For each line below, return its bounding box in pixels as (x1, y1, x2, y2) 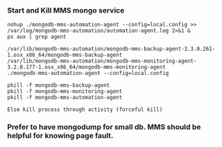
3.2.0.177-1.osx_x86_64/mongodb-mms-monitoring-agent (7, 64, 166, 71)
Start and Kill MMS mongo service (7, 6, 125, 15)
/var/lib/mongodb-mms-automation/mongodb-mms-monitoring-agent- (7, 58, 197, 64)
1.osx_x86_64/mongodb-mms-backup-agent (7, 51, 123, 59)
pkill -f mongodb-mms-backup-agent (7, 82, 110, 89)
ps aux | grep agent (7, 33, 67, 40)
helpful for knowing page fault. (7, 131, 114, 141)
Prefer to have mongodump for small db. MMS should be (7, 122, 201, 132)
